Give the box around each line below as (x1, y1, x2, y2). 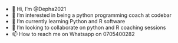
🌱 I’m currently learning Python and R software (11, 18, 126, 24)
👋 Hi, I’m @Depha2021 (11, 6, 67, 12)
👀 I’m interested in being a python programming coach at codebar (11, 12, 172, 19)
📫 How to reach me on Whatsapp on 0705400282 (11, 31, 136, 37)
